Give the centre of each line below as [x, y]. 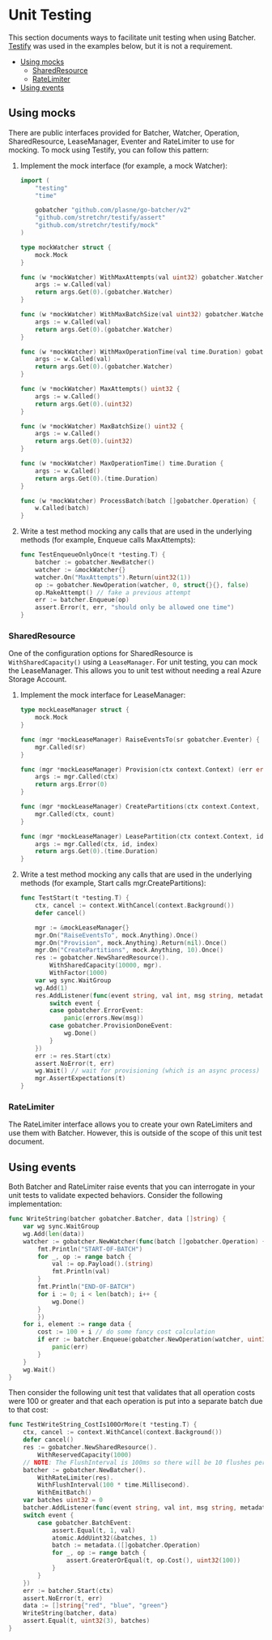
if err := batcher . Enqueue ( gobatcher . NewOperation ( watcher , [141, 1340]
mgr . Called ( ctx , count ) [75, 814]
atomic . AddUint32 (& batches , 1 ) [104, 1538]
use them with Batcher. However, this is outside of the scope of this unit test [135, 1133]
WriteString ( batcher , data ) [70, 1613]
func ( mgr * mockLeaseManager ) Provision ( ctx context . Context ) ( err [136, 769]
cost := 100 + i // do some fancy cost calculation [127, 1332]
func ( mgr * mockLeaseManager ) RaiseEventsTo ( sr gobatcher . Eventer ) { [140, 740]
